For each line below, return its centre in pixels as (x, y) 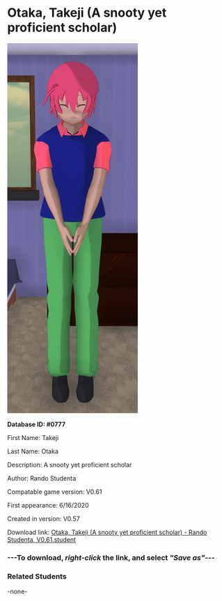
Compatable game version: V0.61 (55, 492)
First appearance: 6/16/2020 (48, 505)
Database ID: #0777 (37, 424)
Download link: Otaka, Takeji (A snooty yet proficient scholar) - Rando (107, 532)
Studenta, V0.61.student (42, 539)
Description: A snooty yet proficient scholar (70, 465)
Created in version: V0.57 (43, 518)
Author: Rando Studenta (42, 478)
